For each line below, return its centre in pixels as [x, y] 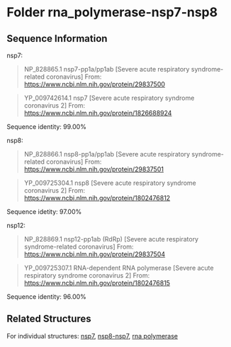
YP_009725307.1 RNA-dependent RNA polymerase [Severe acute [119, 268]
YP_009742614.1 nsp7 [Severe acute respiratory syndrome [109, 98]
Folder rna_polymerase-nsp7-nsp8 [112, 12]
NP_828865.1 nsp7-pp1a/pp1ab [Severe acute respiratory [107, 69]
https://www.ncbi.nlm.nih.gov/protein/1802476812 [97, 198]
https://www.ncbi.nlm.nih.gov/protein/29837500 [95, 84]
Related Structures [49, 319]
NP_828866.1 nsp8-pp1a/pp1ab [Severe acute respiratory [107, 154]
